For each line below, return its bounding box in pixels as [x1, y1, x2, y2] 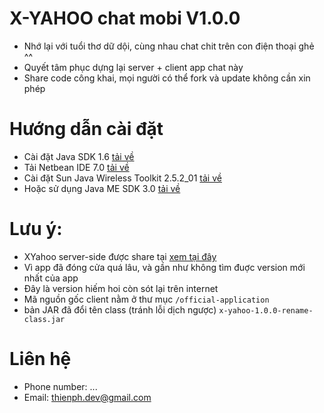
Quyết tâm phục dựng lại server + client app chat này [23, 61, 244, 73]
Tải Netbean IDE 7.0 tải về [23, 161, 130, 173]
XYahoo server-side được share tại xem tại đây [23, 250, 217, 262]
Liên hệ [9, 348, 72, 370]
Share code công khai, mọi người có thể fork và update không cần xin [23, 72, 311, 84]
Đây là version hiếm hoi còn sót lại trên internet [23, 282, 219, 294]
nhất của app [23, 272, 79, 284]
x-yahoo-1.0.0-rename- [218, 305, 314, 316]
